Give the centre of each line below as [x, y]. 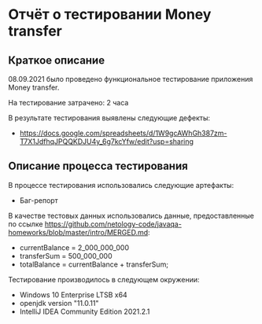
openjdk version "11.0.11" [59, 303]
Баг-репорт [39, 200]
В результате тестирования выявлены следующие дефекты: [109, 118]
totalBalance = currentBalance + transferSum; [94, 264]
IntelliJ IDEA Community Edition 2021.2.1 [85, 311]
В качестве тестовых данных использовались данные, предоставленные [131, 215]
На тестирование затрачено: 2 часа [68, 103]
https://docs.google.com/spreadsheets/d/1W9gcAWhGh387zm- [123, 133]
